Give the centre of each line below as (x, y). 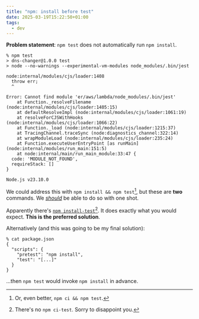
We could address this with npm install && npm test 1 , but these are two (94, 191)
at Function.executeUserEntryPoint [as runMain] (78, 144)
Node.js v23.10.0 (28, 180)
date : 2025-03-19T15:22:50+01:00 (47, 17)
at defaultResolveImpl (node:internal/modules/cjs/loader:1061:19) (102, 113)
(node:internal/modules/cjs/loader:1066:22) (62, 123)
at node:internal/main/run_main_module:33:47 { (76, 154)
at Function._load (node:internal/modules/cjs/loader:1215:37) (97, 128)
